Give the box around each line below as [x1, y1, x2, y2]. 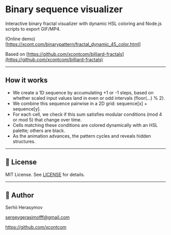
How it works [5, 76, 48, 85]
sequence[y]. [12, 106, 41, 112]
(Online [5, 36, 21, 42]
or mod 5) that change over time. [12, 116, 82, 123]
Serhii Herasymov [5, 204, 43, 211]
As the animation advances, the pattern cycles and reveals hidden [12, 133, 151, 139]
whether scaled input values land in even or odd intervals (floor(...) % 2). [12, 95, 165, 101]
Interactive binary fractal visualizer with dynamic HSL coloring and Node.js [5, 20, 162, 27]
